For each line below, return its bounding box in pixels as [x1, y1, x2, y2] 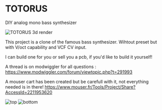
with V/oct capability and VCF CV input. [5, 44, 86, 50]
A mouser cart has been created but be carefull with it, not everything [5, 78, 149, 84]
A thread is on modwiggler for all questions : [5, 63, 96, 69]
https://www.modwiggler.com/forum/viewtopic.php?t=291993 [5, 68, 132, 75]
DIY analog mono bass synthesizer [5, 19, 77, 25]
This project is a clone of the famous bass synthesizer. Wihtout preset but [5, 38, 157, 45]
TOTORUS [5, 3, 48, 14]
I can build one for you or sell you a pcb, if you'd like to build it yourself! [5, 53, 152, 60]
